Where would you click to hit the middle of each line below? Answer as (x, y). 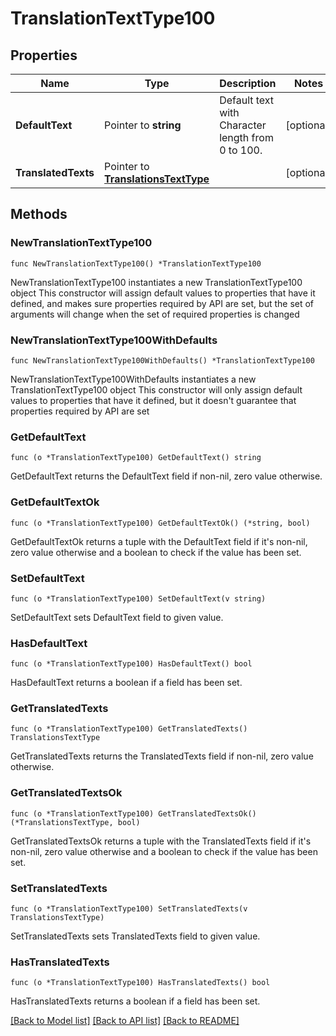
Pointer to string (143, 125)
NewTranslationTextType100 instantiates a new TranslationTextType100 (156, 282)
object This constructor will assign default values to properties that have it (163, 293)
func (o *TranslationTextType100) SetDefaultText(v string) (138, 598)
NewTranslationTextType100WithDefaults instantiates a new (133, 379)
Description (248, 83)
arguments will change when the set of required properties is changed (155, 314)
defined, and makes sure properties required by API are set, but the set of (162, 303)
